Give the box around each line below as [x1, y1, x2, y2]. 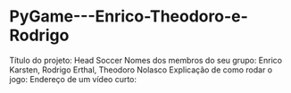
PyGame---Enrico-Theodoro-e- [9, 6, 248, 27]
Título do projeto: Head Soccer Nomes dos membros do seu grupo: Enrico [9, 55, 283, 65]
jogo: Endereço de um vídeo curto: [9, 73, 137, 84]
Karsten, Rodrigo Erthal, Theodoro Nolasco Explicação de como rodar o [9, 64, 273, 75]
